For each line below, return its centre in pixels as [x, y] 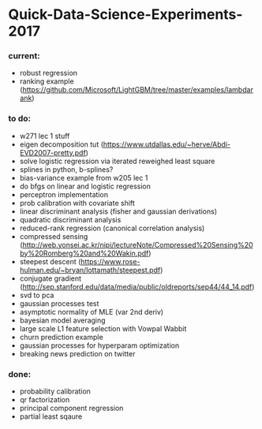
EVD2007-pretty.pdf [53, 152]
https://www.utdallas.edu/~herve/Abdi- [167, 144]
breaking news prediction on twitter [77, 353]
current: [24, 56]
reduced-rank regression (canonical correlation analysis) [112, 228]
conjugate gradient [50, 278]
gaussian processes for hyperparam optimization [99, 345]
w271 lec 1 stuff [45, 136]
